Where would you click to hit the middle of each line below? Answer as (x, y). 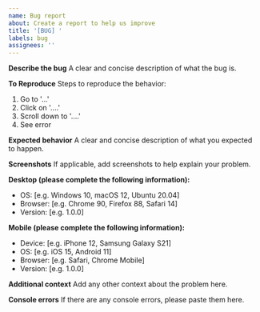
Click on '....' (40, 108)
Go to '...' (34, 99)
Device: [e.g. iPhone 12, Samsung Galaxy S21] (96, 243)
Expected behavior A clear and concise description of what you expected (130, 140)
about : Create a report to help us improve (82, 23)
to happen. (26, 149)
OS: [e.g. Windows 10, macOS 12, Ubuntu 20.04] (100, 195)
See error (36, 125)
